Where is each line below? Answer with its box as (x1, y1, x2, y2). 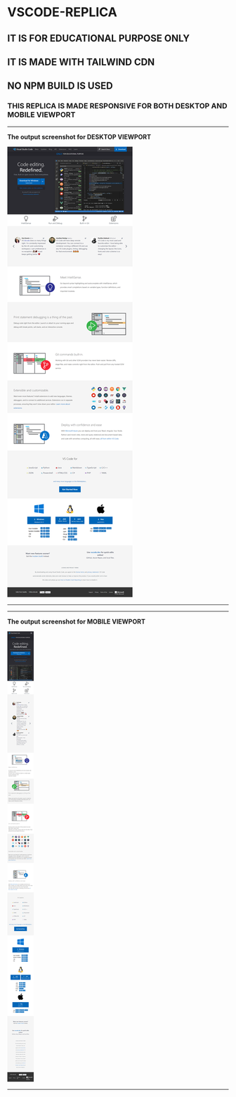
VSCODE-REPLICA (7, 4, 117, 20)
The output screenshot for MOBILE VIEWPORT (7, 617, 145, 626)
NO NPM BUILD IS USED (7, 80, 114, 92)
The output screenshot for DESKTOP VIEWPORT (7, 132, 152, 141)
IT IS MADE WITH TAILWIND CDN (7, 56, 155, 68)
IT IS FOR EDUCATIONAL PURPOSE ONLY (7, 32, 190, 44)
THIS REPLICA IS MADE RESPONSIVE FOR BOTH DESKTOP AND (7, 101, 228, 111)
